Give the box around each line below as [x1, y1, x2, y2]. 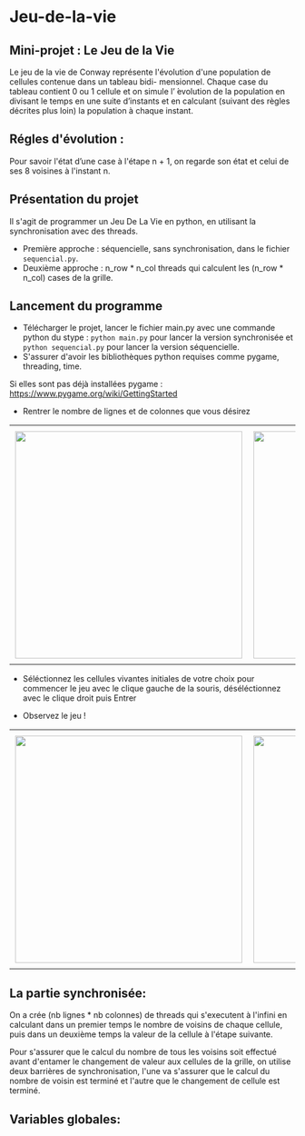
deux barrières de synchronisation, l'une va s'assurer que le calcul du [9, 1066, 271, 1077]
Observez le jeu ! [22, 711, 86, 722]
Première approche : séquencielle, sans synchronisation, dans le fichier [22, 243, 290, 254]
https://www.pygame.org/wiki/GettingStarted [9, 388, 178, 399]
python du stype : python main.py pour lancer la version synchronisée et [22, 332, 293, 343]
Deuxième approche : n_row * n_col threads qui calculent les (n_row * [22, 262, 284, 274]
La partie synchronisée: [9, 985, 147, 1001]
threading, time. [22, 361, 83, 372]
